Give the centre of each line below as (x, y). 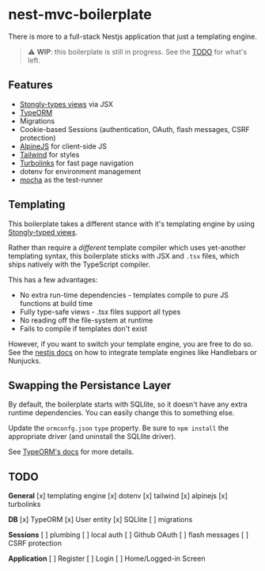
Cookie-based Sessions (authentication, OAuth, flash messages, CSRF (135, 129)
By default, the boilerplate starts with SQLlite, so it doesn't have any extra (128, 404)
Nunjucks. (25, 361)
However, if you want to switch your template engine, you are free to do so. (131, 344)
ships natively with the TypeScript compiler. (79, 264)
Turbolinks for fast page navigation (77, 163)
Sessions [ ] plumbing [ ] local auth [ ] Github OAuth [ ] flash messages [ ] (129, 535)
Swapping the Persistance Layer (90, 385)
